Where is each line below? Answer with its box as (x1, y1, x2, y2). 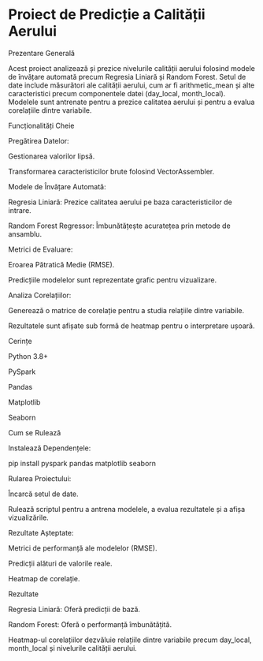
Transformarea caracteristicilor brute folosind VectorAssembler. (8, 166, 215, 176)
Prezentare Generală (8, 48, 75, 58)
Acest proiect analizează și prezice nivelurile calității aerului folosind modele (8, 63, 256, 73)
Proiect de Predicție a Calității (8, 6, 206, 24)
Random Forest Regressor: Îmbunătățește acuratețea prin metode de (8, 221, 231, 230)
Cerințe (8, 336, 33, 345)
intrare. (8, 205, 31, 215)
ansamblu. (8, 229, 42, 238)
